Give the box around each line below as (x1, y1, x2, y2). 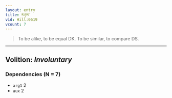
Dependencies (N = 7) (5, 70, 61, 78)
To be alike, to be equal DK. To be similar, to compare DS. (17, 36, 139, 42)
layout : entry (5, 7, 36, 13)
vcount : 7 (5, 21, 27, 27)
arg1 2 (12, 82, 27, 88)
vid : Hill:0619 (5, 17, 38, 22)
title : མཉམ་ (5, 12, 30, 17)
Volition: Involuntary (5, 55, 72, 64)
